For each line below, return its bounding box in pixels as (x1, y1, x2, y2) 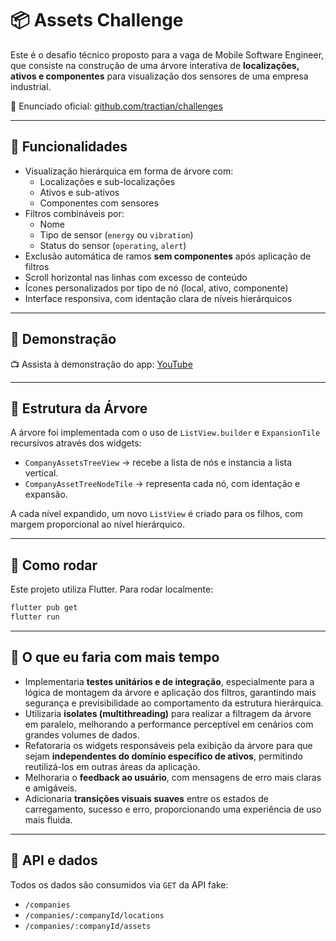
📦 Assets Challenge (10, 9, 184, 32)
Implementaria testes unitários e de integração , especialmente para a (24, 675, 315, 687)
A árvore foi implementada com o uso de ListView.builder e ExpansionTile (10, 427, 321, 439)
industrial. (10, 80, 52, 92)
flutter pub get (10, 603, 78, 613)
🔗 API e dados (10, 852, 98, 869)
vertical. (24, 467, 59, 479)
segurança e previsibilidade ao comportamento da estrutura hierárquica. (24, 697, 324, 709)
